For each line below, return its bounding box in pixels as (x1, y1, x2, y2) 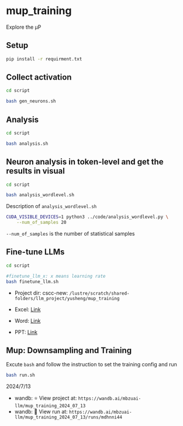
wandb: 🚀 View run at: (14, 408, 68, 415)
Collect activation (6, 72, 72, 83)
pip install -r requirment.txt (6, 56, 82, 62)
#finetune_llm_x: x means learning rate (6, 273, 106, 279)
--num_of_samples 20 (16, 220, 67, 226)
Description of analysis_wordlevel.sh (6, 203, 97, 210)
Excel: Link (14, 306, 41, 313)
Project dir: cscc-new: (14, 289, 68, 297)
